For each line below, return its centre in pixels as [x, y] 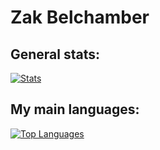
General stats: [55, 54]
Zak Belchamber [80, 17]
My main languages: [75, 109]
